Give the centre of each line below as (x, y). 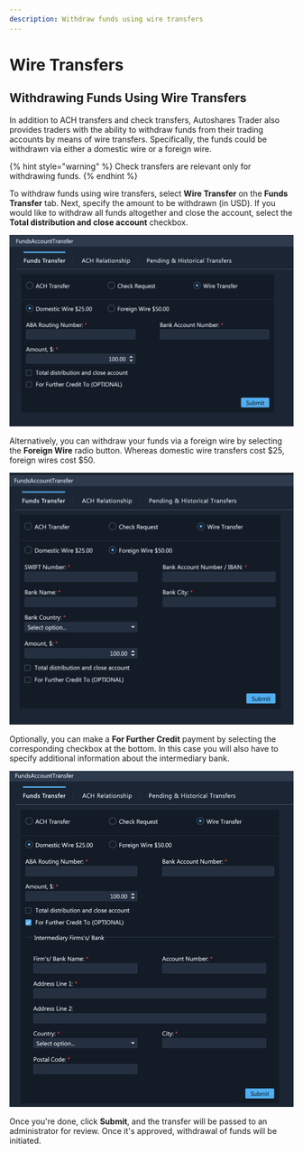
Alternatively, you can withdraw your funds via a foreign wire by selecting (146, 441)
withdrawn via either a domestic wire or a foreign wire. (110, 148)
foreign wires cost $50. (53, 460)
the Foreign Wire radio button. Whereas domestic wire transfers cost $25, (147, 450)
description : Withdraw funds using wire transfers (106, 19)
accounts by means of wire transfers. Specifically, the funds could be (138, 139)
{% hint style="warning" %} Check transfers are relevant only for (130, 166)
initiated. (26, 1140)
